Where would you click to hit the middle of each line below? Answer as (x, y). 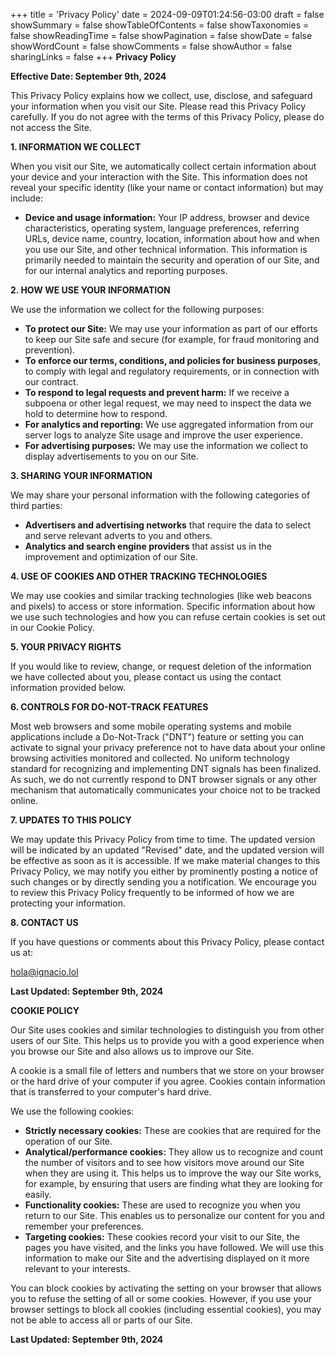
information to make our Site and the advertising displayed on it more (167, 1258)
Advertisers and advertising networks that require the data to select (167, 525)
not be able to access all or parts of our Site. (101, 1320)
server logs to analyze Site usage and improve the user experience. (163, 435)
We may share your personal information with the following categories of (160, 495)
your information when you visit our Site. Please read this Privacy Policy (158, 106)
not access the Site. (51, 127)
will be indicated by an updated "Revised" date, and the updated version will (167, 850)
